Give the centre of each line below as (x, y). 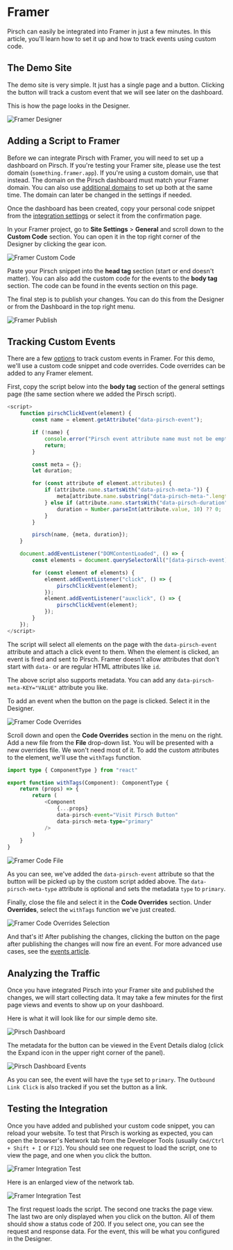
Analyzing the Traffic (54, 973)
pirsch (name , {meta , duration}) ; (80, 535)
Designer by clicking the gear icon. (57, 243)
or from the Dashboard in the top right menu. (71, 306)
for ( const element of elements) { (84, 572)
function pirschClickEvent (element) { (76, 414)
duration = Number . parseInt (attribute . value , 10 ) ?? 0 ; (139, 509)
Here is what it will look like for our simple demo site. (83, 1018)
